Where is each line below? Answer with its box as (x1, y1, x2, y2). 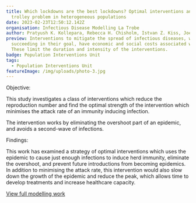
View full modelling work (6, 190, 65, 197)
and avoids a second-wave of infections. (6, 125, 104, 132)
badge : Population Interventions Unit (6, 52, 100, 58)
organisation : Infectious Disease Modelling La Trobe (6, 24, 140, 31)
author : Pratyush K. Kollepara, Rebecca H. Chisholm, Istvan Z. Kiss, (6, 30, 181, 36)
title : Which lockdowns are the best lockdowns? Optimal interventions (6, 8, 184, 15)
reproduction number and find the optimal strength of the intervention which (6, 101, 190, 108)
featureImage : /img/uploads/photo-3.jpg (6, 68, 106, 74)
